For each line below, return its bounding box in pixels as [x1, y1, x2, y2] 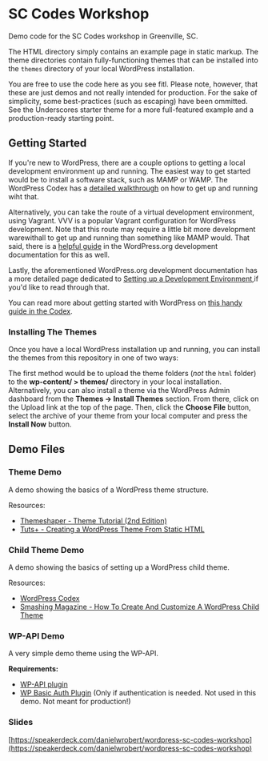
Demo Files [8, 443, 66, 456]
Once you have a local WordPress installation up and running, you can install [8, 345, 261, 354]
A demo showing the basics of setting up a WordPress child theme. [8, 563, 230, 572]
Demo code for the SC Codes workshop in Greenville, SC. [8, 31, 198, 41]
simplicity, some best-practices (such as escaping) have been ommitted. [8, 96, 248, 106]
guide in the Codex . [8, 306, 74, 316]
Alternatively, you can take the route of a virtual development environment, [8, 207, 254, 217]
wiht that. [8, 191, 39, 201]
